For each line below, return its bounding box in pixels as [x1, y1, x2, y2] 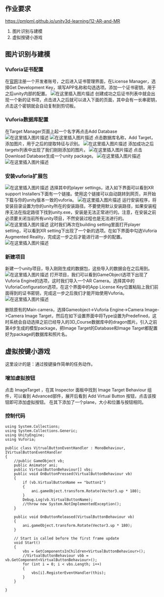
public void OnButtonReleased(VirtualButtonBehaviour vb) [14, 514, 135, 519]
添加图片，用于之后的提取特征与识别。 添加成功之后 [5, 141, 154, 147]
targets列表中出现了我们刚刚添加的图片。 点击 [5, 147, 143, 152]
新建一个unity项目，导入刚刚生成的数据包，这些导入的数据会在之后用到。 [5, 266, 153, 271]
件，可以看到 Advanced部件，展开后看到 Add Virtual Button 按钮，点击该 [5, 393, 152, 399]
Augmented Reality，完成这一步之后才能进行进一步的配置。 [5, 234, 125, 240]
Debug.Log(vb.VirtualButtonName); [23, 497, 93, 502]
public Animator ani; [14, 463, 58, 468]
